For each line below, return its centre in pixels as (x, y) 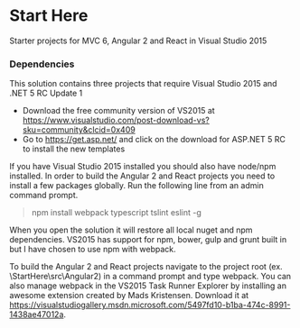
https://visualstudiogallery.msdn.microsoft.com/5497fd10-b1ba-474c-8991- (150, 305)
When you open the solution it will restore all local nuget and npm (131, 230)
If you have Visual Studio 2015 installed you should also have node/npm (143, 167)
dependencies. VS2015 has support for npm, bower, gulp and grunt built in (148, 240)
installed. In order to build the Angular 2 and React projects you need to (142, 176)
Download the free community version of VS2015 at (118, 111)
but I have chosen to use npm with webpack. (93, 250)
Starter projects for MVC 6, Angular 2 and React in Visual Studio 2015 (138, 41)
